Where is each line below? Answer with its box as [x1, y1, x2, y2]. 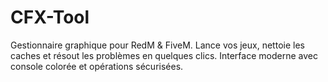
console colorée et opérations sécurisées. [10, 60, 184, 72]
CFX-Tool [10, 6, 90, 29]
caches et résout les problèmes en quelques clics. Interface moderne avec [10, 49, 318, 61]
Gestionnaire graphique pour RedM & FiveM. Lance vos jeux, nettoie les [10, 39, 305, 51]
